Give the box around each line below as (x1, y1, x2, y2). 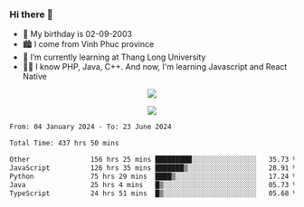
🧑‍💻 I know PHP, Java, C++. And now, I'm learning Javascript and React (22, 61, 288, 72)
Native (22, 71, 47, 82)
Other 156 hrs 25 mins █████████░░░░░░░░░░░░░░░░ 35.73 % (9, 155, 298, 165)
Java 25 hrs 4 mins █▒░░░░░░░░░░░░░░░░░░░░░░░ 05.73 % (9, 180, 298, 189)
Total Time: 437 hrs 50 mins (9, 139, 119, 148)
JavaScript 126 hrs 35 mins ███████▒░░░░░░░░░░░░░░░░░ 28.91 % (9, 163, 298, 173)
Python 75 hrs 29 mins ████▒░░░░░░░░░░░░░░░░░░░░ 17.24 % (9, 172, 298, 181)
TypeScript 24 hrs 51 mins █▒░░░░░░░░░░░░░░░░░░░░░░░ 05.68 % (9, 189, 298, 198)
